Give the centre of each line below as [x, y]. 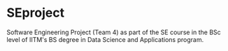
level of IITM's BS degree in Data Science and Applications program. [105, 39]
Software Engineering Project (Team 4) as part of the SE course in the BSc [114, 32]
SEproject [35, 13]
